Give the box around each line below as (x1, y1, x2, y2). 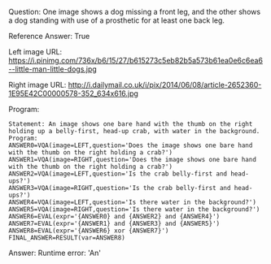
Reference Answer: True (8, 32, 90, 41)
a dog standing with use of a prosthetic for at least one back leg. (8, 15, 225, 25)
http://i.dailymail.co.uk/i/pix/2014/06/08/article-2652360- (68, 80, 262, 89)
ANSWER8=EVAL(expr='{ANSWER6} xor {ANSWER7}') (8, 227, 169, 235)
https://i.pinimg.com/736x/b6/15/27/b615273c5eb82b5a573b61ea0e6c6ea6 (8, 56, 263, 65)
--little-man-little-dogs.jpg (8, 64, 98, 74)
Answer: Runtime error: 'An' (8, 248, 102, 258)
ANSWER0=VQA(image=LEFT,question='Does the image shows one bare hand (8, 141, 253, 149)
